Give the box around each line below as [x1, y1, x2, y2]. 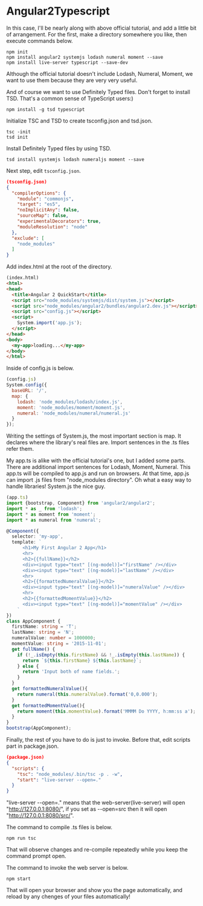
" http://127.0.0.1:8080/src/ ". [6, 812, 74, 819]
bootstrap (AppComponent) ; [6, 725, 71, 731]
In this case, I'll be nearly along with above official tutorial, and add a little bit [6, 24, 197, 32]
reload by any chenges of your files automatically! [6, 893, 131, 901]
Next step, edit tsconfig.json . [6, 167, 82, 174]
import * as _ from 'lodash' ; [6, 505, 83, 511]
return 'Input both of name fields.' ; [22, 668, 120, 675]
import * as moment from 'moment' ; [6, 511, 96, 518]
